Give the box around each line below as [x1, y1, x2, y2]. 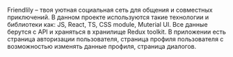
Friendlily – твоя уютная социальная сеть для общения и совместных [7, 6, 214, 14]
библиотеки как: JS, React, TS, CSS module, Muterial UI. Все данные [7, 21, 208, 28]
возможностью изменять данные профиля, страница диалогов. [7, 43, 197, 50]
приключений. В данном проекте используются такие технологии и [7, 13, 209, 21]
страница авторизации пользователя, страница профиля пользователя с [7, 35, 224, 43]
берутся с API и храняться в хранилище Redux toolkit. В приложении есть [7, 27, 226, 36]
